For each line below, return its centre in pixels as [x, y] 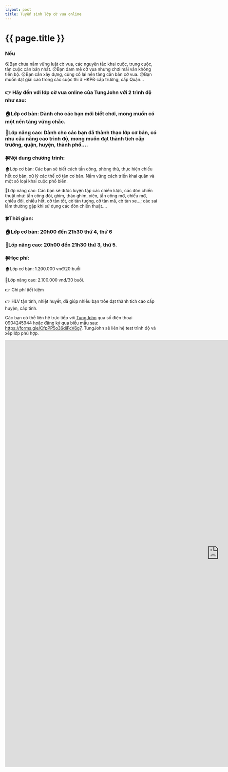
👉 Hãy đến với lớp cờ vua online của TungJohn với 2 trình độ [78, 92]
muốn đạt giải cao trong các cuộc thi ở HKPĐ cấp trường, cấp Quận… [75, 79]
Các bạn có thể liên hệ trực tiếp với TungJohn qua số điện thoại [69, 318]
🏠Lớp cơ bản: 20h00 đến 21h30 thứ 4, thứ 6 [59, 232]
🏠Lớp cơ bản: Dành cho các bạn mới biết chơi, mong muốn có [80, 113]
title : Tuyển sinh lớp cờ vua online [43, 14]
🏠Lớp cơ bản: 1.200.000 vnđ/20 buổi [43, 269]
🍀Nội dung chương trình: [35, 158]
